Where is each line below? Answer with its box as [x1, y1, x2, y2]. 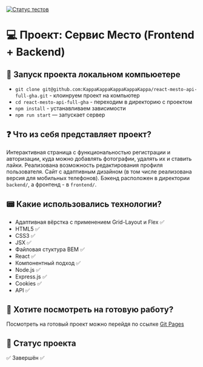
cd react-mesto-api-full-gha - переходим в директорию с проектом [15, 98, 193, 106]
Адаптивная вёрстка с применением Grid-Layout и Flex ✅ [15, 218, 165, 226]
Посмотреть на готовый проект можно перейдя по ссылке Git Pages [6, 320, 184, 328]
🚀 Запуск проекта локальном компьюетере [6, 69, 181, 79]
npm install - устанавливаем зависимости [15, 105, 126, 112]
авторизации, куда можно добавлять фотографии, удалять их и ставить [6, 155, 192, 162]
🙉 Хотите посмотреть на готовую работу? [6, 305, 174, 315]
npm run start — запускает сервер [15, 111, 105, 118]
